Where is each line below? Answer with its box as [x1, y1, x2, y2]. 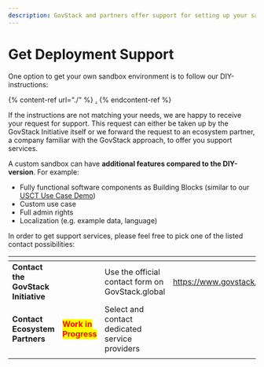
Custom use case [19, 199, 77, 208]
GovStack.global [104, 286, 166, 297]
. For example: [33, 167, 80, 177]
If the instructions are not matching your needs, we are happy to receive [8, 110, 242, 119]
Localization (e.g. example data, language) [19, 215, 158, 225]
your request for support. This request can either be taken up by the [8, 119, 229, 128]
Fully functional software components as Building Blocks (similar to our [19, 182, 250, 192]
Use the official [104, 266, 161, 277]
